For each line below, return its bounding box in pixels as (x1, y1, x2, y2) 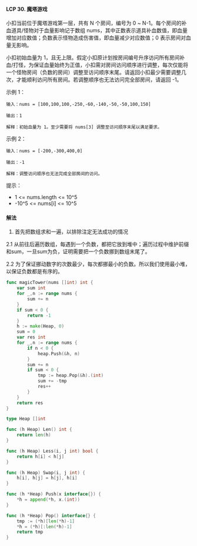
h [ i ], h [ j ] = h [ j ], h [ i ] (16, 475, 78, 481)
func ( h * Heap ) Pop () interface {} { (6, 512, 96, 518)
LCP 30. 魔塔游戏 (6, 5, 48, 12)
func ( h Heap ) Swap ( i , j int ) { (6, 470, 85, 475)
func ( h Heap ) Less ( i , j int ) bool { (6, 448, 99, 454)
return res (16, 400, 44, 406)
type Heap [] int (6, 416, 46, 422)
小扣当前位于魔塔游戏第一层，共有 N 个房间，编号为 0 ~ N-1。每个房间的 (6, 19, 182, 26)
